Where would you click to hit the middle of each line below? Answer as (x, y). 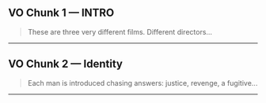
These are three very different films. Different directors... (120, 31)
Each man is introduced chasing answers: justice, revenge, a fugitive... (142, 83)
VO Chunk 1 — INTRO (61, 13)
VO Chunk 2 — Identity (65, 64)
